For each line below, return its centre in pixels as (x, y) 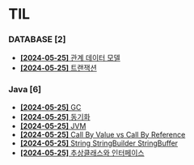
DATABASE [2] (37, 40)
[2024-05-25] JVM (53, 125)
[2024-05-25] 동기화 (55, 116)
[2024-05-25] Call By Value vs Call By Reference (103, 134)
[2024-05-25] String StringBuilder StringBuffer (99, 143)
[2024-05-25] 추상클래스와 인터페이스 (82, 152)
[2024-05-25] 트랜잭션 (58, 68)
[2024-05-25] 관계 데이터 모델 (70, 58)
